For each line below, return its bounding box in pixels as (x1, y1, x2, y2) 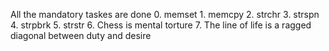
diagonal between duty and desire (10, 30, 152, 41)
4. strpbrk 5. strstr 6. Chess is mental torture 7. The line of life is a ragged (10, 19, 312, 31)
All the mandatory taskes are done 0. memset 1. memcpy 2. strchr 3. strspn (10, 9, 320, 20)
